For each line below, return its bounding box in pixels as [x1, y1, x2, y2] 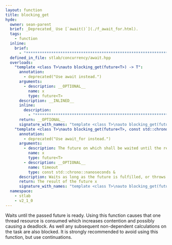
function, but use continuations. [5, 234, 73, 240]
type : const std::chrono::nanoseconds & [28, 170, 116, 175]
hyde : [5, 17, 17, 22]
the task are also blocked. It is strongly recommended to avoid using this [5, 229, 159, 235]
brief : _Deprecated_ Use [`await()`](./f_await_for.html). [10, 27, 139, 32]
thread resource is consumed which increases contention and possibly [5, 217, 155, 223]
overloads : [10, 60, 33, 65]
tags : [10, 31, 22, 36]
